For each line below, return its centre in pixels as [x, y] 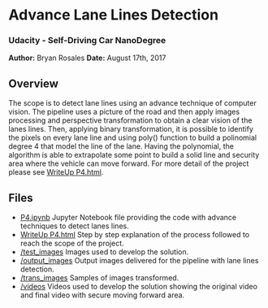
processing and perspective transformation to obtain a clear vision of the [130, 120]
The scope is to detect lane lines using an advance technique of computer [133, 103]
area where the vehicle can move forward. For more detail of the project [129, 163]
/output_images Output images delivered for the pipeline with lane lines [139, 261]
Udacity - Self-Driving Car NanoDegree [87, 41]
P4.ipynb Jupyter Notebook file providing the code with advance [128, 218]
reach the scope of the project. [72, 243]
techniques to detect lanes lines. [74, 226]
